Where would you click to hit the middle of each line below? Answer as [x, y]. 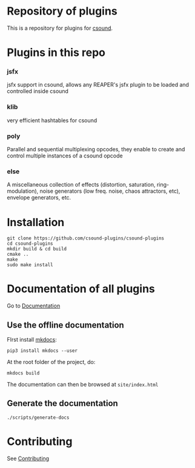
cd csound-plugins [30, 244]
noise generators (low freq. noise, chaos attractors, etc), [110, 191]
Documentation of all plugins [81, 289]
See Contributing [28, 458]
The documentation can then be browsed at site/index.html [83, 384]
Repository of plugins [62, 11]
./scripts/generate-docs [38, 418]
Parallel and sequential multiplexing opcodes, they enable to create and [96, 150]
